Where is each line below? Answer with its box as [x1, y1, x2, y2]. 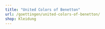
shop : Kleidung [5, 16, 36, 21]
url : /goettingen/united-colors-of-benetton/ [5, 12, 100, 17]
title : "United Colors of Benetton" [5, 7, 80, 12]
